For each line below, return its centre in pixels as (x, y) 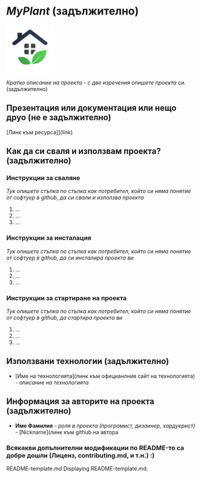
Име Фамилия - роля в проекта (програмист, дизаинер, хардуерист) (105, 425)
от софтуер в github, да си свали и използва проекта (75, 198)
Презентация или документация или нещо (91, 108)
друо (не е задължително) (59, 117)
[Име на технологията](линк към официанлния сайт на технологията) (105, 376)
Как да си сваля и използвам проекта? (84, 151)
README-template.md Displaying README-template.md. (77, 468)
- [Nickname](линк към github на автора (67, 432)
